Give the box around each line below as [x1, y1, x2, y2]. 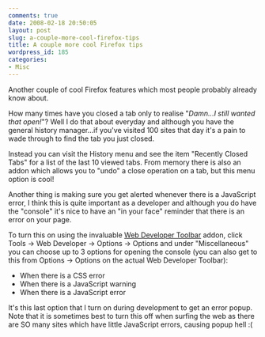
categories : [8, 56, 47, 64]
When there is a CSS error [19, 271, 105, 280]
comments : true [8, 11, 59, 20]
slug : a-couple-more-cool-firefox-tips [8, 33, 140, 42]
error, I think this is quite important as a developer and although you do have [8, 198, 257, 207]
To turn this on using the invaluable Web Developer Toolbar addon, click [8, 230, 243, 240]
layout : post [8, 26, 51, 34]
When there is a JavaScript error [19, 287, 127, 297]
